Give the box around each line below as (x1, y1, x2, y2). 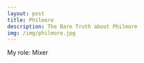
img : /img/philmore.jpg (7, 29, 76, 37)
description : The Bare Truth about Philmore (7, 23, 138, 30)
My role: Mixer (7, 48, 48, 57)
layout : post (7, 10, 45, 17)
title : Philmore (7, 17, 54, 24)
